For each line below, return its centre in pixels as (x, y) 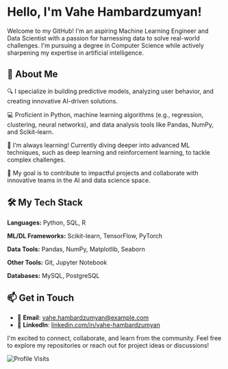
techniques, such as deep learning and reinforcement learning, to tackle (109, 152)
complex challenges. (36, 160)
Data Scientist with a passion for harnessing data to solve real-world (103, 38)
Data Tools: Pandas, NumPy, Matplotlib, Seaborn (76, 249)
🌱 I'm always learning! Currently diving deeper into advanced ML (99, 145)
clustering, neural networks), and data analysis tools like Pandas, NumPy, (111, 125)
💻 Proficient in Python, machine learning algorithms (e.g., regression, (105, 114)
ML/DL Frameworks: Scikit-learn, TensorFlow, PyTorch (85, 236)
